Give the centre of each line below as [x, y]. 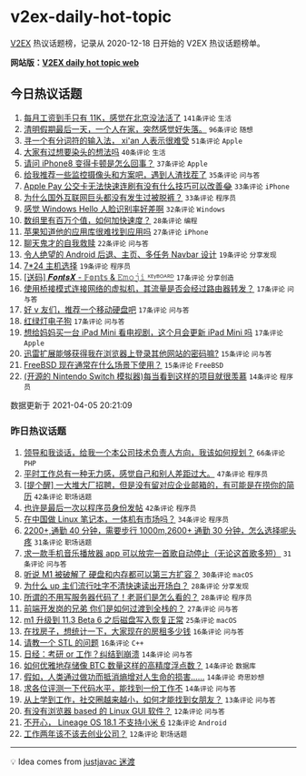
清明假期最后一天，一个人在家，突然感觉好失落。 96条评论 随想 [138, 128]
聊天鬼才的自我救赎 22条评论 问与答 [86, 242]
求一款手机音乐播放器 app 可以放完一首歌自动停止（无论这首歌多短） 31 [157, 554]
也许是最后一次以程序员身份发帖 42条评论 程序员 [110, 508]
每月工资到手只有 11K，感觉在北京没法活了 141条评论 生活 [128, 117]
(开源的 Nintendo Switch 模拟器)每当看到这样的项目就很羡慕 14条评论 [150, 376]
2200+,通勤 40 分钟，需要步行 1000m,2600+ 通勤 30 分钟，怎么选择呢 [156, 531]
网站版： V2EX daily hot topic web [75, 62]
